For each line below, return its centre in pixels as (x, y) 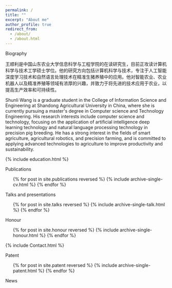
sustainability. (20, 149)
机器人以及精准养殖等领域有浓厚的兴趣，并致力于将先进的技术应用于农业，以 (86, 83)
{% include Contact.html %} (35, 245)
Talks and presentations (31, 194)
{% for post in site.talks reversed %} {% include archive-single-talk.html (89, 204)
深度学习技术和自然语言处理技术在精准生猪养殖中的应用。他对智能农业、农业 (86, 77)
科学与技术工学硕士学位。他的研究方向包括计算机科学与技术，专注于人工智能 (86, 70)
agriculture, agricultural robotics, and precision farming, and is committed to (86, 138)
